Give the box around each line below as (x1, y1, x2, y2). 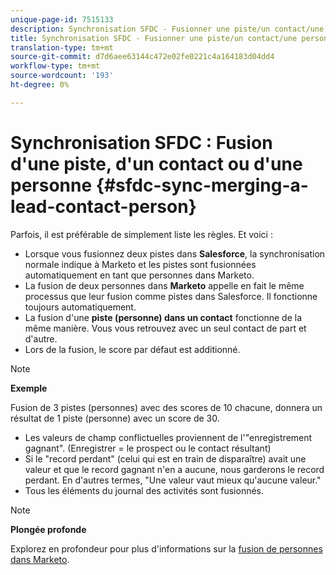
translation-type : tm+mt (10, 42, 114, 53)
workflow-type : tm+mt (10, 61, 101, 71)
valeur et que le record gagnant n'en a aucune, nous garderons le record (24, 463, 325, 475)
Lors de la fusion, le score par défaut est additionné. (24, 343, 241, 355)
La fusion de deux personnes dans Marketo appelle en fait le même (24, 279, 305, 291)
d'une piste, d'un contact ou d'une (10, 152, 303, 175)
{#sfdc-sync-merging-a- (95, 174, 309, 196)
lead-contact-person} (10, 195, 197, 218)
